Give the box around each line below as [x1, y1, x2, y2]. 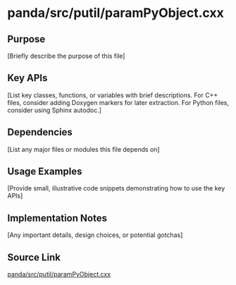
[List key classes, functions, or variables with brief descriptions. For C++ [7, 90, 218, 99]
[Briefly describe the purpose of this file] [7, 51, 125, 60]
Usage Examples [7, 166, 82, 178]
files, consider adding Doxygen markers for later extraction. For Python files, [7, 98, 230, 107]
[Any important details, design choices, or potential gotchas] [7, 231, 183, 239]
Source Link [7, 251, 61, 263]
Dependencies [7, 126, 73, 138]
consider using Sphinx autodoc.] [7, 106, 102, 114]
